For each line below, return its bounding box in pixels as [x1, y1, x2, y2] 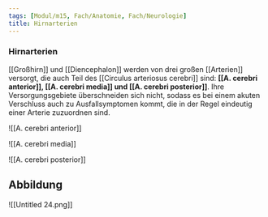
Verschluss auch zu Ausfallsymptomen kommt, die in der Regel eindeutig [8, 99, 253, 108]
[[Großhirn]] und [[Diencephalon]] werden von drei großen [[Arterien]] [8, 64, 244, 74]
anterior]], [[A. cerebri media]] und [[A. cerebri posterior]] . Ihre [8, 82, 225, 91]
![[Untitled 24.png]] [8, 199, 73, 209]
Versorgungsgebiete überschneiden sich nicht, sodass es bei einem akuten [8, 90, 261, 100]
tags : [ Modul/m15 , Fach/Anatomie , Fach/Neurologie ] [8, 11, 187, 20]
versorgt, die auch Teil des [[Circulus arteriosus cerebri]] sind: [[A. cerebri [8, 73, 258, 83]
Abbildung [8, 178, 63, 192]
